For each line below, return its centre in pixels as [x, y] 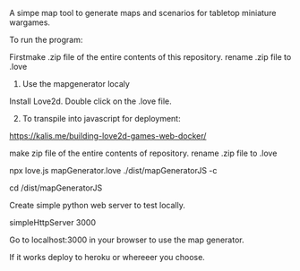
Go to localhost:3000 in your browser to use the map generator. [127, 240]
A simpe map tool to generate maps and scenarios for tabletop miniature [143, 13]
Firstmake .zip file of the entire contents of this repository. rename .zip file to [150, 57]
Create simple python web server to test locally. [97, 205]
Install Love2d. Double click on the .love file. [90, 101]
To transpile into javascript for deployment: [101, 119]
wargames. [30, 22]
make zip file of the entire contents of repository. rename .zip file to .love [143, 153]
